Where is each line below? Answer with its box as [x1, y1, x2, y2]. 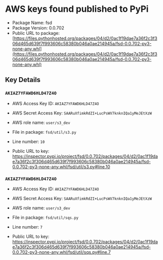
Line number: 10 [12, 139, 45, 144]
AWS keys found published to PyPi [5, 3, 149, 15]
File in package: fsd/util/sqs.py [12, 214, 79, 220]
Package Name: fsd [12, 20, 53, 26]
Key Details [5, 76, 41, 84]
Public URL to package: [12, 30, 60, 36]
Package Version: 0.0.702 [12, 25, 65, 30]
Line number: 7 [12, 224, 43, 230]
